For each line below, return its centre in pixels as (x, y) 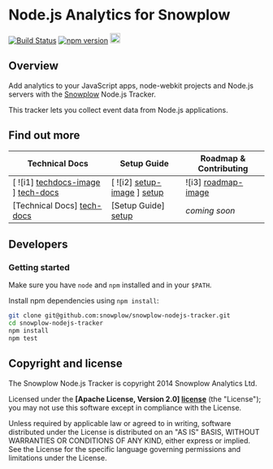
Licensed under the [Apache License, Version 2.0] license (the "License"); (135, 398)
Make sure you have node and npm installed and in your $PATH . (110, 285)
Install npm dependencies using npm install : (84, 301)
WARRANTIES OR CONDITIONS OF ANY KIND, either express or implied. (129, 441)
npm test (23, 338)
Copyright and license (66, 364)
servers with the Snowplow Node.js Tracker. (82, 94)
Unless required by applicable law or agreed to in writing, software (120, 423)
